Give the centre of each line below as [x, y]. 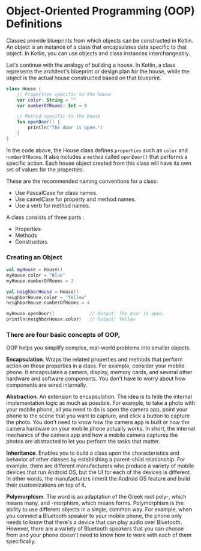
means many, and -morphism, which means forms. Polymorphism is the [95, 503]
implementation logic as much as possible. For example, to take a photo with [100, 403]
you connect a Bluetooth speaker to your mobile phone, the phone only [94, 516]
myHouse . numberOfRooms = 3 [40, 281]
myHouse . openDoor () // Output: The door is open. [85, 314]
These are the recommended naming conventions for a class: [82, 181]
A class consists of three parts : [45, 217]
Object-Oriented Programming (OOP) [100, 11]
